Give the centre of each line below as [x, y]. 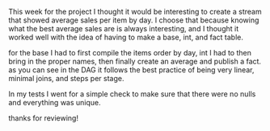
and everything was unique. [55, 102]
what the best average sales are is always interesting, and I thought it [124, 29]
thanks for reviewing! [44, 118]
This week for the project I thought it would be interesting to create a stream [135, 12]
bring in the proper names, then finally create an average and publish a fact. [135, 61]
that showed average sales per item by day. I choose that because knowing [134, 20]
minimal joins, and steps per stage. [66, 78]
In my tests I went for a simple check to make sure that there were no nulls [132, 94]
